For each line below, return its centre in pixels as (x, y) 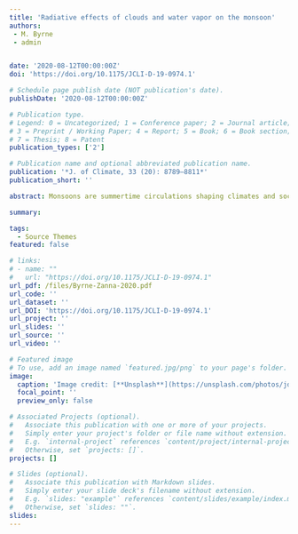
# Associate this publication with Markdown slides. (113, 482)
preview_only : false (55, 401)
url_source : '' (37, 335)
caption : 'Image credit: (63, 384)
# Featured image (41, 359)
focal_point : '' (47, 393)
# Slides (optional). (49, 474)
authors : (25, 26)
